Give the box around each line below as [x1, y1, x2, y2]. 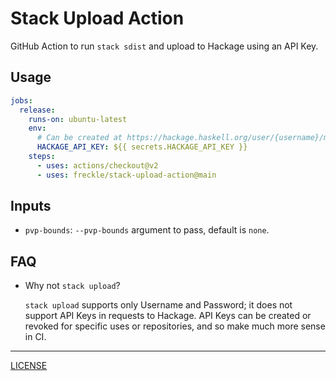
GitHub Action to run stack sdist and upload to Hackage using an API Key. [10, 40, 319, 52]
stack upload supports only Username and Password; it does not [24, 299, 293, 311]
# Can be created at [36, 133, 123, 143]
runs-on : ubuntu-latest [28, 114, 128, 124]
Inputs [10, 198, 52, 215]
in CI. [24, 331, 47, 343]
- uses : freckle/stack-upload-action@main [36, 170, 217, 180]
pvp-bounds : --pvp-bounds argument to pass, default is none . [24, 224, 270, 236]
